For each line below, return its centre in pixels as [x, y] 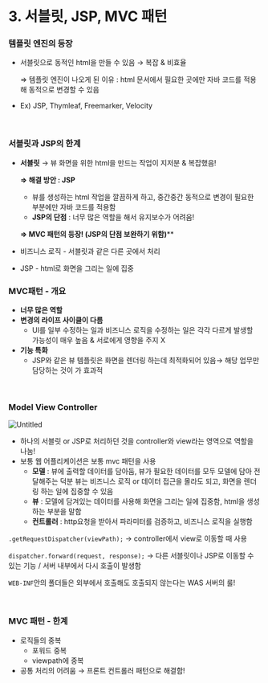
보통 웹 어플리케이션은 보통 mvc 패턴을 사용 [88, 461]
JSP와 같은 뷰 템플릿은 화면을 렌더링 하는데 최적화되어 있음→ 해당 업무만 [145, 360]
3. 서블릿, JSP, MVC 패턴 [88, 16]
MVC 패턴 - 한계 [38, 621]
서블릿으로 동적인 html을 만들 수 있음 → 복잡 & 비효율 [103, 63]
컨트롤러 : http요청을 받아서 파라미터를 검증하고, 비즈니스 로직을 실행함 [142, 521]
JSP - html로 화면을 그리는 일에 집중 [77, 268]
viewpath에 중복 [58, 661]
